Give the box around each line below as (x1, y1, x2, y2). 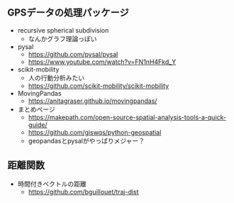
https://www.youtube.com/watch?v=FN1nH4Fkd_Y (28, 57, 177, 66)
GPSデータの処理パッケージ (7, 6, 129, 19)
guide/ (28, 120, 48, 129)
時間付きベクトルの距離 (17, 180, 87, 188)
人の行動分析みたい (28, 73, 85, 82)
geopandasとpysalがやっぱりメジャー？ (28, 136, 145, 145)
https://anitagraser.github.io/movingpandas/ (28, 97, 157, 105)
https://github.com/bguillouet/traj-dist (28, 187, 140, 196)
